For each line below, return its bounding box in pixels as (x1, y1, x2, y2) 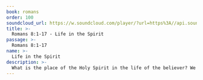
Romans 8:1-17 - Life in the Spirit (11, 31, 104, 37)
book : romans (6, 8, 39, 15)
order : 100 (6, 14, 34, 20)
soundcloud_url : (6, 20, 47, 26)
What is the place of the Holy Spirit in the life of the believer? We (11, 64, 196, 71)
